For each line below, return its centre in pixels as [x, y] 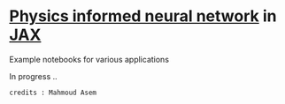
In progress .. [33, 76]
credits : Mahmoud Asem [53, 93]
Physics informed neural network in [143, 16]
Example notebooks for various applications [89, 59]
